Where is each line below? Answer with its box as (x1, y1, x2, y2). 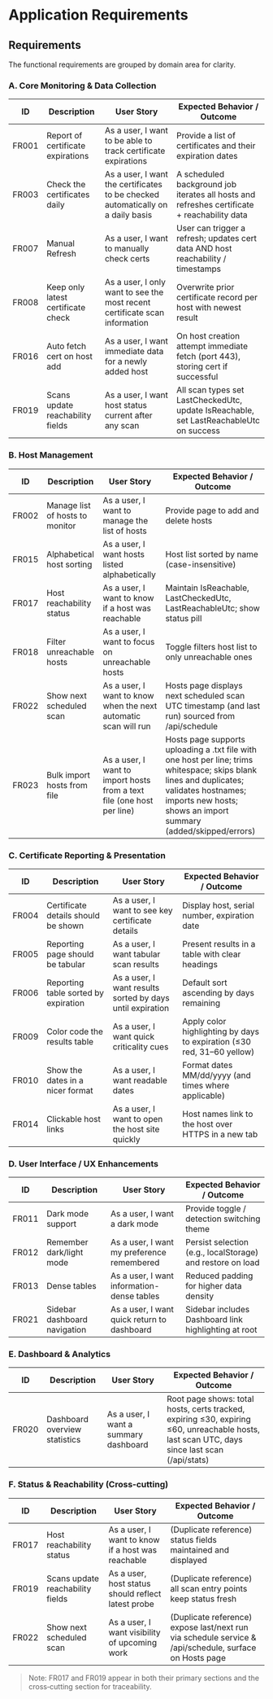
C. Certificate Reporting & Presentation (8, 849, 167, 860)
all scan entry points (170, 1583, 248, 1594)
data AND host (175, 243, 232, 254)
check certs (104, 253, 150, 265)
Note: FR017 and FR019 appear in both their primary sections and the (28, 1673, 260, 1683)
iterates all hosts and (175, 189, 256, 200)
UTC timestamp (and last (165, 700, 261, 712)
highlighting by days (182, 1026, 260, 1037)
